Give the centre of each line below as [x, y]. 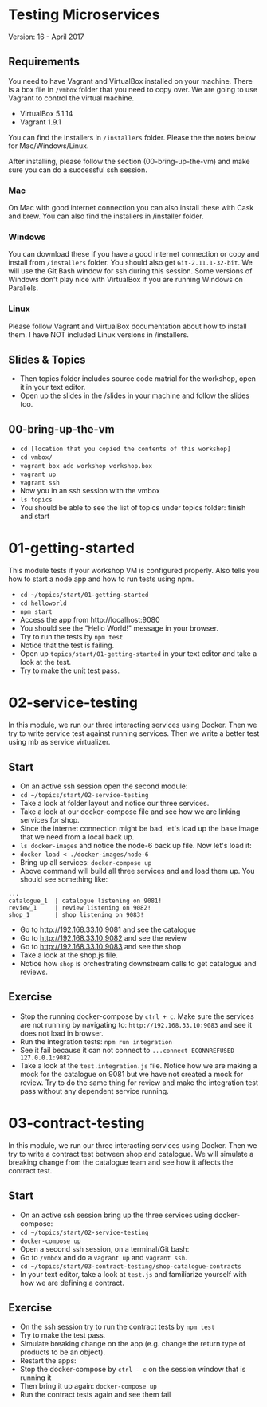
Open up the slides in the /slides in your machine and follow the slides [134, 395]
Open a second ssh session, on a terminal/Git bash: [104, 1248]
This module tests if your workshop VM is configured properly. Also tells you [134, 571]
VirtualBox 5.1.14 [46, 113]
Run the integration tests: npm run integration [96, 1041]
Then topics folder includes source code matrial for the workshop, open [138, 379]
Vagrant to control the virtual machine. [71, 98]
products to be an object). [63, 1352]
